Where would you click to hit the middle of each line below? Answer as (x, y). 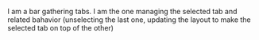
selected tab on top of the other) (61, 28)
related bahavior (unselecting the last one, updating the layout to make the (129, 20)
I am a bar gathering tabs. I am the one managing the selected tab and (122, 11)
